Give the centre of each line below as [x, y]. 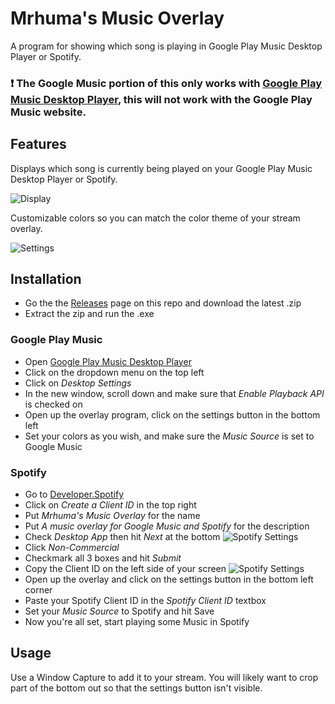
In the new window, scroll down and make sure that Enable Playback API [174, 393]
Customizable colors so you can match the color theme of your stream [155, 218]
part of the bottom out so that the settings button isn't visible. [136, 688]
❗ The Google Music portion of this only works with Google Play [166, 83]
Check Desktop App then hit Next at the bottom [122, 537]
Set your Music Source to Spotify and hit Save [119, 611]
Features [38, 144]
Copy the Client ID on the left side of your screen [125, 569]
